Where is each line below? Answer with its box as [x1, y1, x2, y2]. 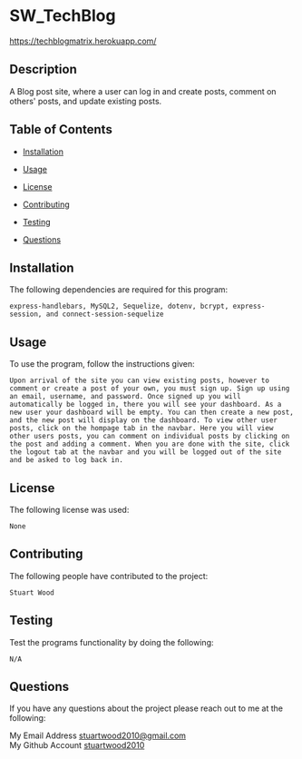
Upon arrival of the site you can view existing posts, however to [9, 376, 270, 386]
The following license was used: [9, 505, 130, 515]
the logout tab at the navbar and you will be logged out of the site [9, 448, 282, 457]
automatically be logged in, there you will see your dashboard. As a [9, 400, 282, 409]
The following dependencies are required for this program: [9, 284, 229, 295]
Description [9, 62, 77, 77]
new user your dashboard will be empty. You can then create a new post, [9, 408, 295, 418]
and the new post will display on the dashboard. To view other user [9, 416, 278, 425]
